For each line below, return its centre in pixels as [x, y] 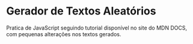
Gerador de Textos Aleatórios [81, 11]
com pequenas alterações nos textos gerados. [64, 34]
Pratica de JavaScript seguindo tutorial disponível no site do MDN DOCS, [97, 28]
